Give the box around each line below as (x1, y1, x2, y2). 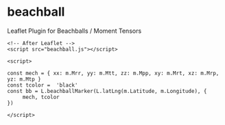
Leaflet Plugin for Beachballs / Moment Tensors (7, 27, 142, 35)
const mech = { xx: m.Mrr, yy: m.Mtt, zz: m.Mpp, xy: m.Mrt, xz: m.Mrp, (7, 70, 220, 77)
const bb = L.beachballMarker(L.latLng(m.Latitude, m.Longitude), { (7, 87, 207, 94)
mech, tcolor (22, 94, 60, 100)
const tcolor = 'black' (7, 81, 78, 89)
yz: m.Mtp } (7, 76, 41, 83)
